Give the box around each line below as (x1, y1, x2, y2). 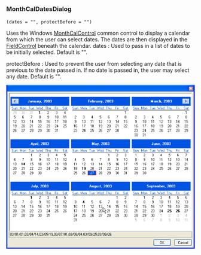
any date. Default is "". (6, 73, 62, 80)
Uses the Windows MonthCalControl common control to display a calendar (6, 29, 190, 37)
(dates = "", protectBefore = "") (6, 19, 93, 25)
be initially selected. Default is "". (6, 48, 88, 56)
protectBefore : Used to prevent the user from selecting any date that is (6, 60, 182, 68)
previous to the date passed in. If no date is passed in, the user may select (6, 66, 190, 74)
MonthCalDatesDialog (6, 5, 72, 13)
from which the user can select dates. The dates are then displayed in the (6, 36, 188, 43)
